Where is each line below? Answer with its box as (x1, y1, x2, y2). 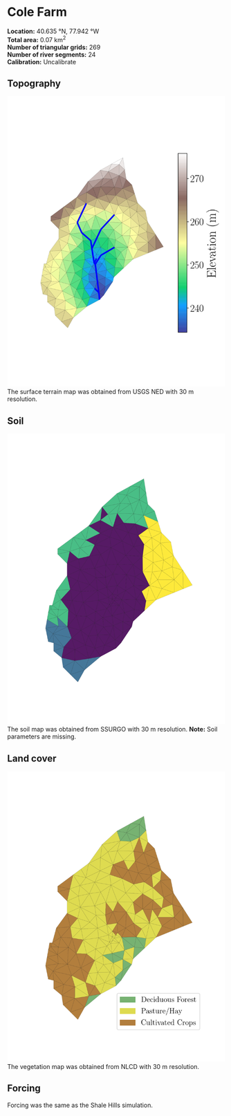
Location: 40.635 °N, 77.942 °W (7, 27, 100, 35)
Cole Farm (7, 4, 68, 20)
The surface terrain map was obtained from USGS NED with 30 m (7, 388, 194, 396)
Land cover (7, 752, 57, 764)
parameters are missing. (7, 732, 77, 741)
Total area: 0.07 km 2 (7, 34, 66, 44)
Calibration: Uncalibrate (7, 57, 77, 66)
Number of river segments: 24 (7, 50, 96, 59)
